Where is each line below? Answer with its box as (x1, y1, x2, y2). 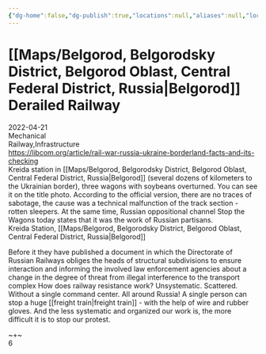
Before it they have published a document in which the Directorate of (8, 247, 234, 257)
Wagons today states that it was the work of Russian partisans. (8, 215, 214, 224)
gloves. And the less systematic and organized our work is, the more (8, 306, 232, 315)
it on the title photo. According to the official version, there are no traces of (8, 189, 253, 199)
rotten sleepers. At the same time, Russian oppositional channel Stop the (8, 207, 245, 216)
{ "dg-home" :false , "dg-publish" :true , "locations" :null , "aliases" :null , (8, 11, 246, 20)
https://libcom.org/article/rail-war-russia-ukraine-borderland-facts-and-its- (8, 147, 255, 157)
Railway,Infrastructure (8, 139, 80, 149)
